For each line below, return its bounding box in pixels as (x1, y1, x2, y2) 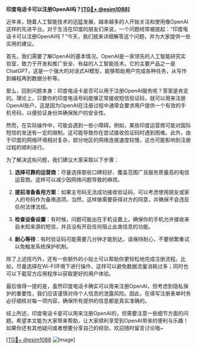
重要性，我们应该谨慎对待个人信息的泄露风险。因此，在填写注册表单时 (16, 290, 186, 297)
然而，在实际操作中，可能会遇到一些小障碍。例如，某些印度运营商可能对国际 (6, 122, 191, 129)
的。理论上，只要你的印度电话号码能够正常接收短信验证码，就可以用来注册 (6, 95, 186, 102)
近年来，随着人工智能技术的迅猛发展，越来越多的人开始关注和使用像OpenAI (6, 18, 189, 25)
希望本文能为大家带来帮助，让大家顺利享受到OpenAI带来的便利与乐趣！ (16, 317, 189, 324)
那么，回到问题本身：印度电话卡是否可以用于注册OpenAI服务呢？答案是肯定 (6, 88, 189, 94)
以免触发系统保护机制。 (14, 243, 72, 250)
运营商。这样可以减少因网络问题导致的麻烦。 (14, 176, 123, 183)
